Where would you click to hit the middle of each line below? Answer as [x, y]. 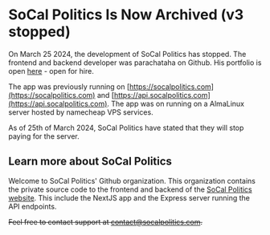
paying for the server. [44, 136]
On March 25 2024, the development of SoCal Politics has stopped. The [127, 54]
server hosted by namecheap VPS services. [81, 112]
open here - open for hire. [51, 71]
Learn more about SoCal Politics [90, 162]
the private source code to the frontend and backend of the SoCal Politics [130, 189]
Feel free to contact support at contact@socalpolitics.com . [106, 221]
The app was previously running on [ [69, 87]
